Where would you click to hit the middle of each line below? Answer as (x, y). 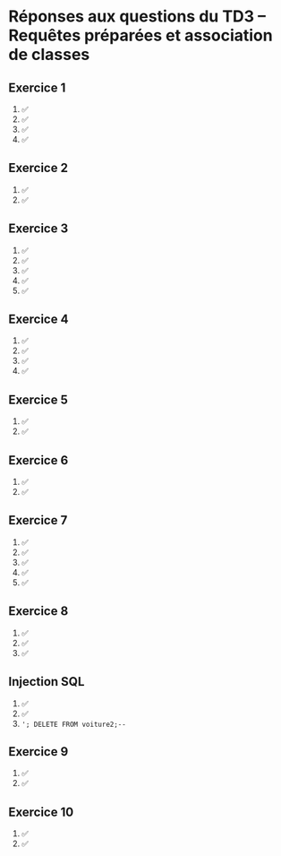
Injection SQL (47, 682)
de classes (49, 55)
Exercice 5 (38, 399)
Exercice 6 (38, 460)
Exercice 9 (38, 752)
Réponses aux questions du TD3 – (137, 17)
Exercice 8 (38, 611)
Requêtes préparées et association (141, 35)
